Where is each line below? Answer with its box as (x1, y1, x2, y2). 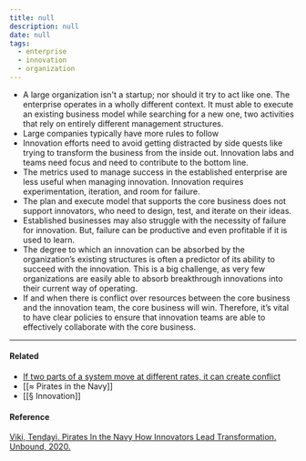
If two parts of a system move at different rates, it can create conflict (22, 371, 280, 383)
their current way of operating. (22, 282, 138, 293)
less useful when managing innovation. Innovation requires (22, 176, 244, 187)
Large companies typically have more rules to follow (22, 128, 219, 138)
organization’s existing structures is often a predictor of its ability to (22, 253, 276, 264)
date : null (9, 30, 51, 39)
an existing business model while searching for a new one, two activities (22, 108, 294, 119)
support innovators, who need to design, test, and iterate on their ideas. (22, 205, 292, 216)
